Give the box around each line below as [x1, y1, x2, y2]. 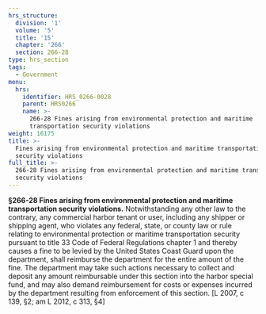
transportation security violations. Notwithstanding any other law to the [8, 204, 246, 213]
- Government [15, 71, 59, 78]
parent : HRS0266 [22, 100, 77, 108]
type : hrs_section [8, 56, 69, 64]
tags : [8, 63, 26, 71]
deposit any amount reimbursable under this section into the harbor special [8, 271, 253, 281]
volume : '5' [15, 26, 55, 34]
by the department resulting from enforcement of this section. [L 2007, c [8, 288, 244, 297]
